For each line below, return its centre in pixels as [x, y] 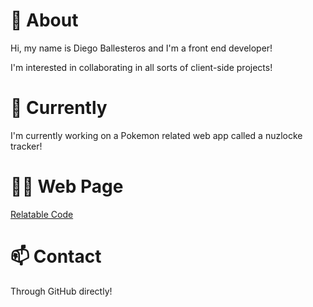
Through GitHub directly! [61, 291]
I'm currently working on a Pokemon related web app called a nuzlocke [156, 135]
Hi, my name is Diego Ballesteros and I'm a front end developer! [141, 48]
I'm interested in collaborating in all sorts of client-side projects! [141, 67]
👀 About [44, 20]
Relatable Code [42, 214]
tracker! [26, 146]
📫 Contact [56, 256]
